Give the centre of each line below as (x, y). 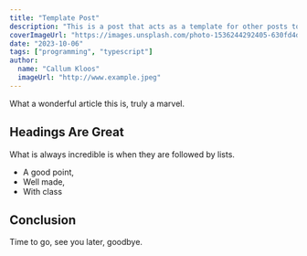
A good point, (48, 172)
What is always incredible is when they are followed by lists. (122, 154)
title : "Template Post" (55, 18)
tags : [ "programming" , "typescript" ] (81, 52)
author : (24, 60)
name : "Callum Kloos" (59, 69)
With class (42, 191)
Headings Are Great (67, 132)
